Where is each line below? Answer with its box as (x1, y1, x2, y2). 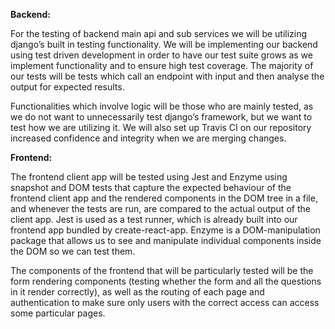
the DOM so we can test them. (10, 245, 136, 257)
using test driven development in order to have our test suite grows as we (10, 49, 313, 61)
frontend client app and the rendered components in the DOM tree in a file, (10, 192, 318, 204)
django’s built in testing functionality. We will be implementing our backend (10, 39, 318, 50)
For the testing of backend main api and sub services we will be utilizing (10, 28, 308, 39)
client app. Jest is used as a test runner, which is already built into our (10, 214, 298, 225)
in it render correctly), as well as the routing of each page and (10, 286, 265, 298)
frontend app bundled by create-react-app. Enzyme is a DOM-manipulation (10, 224, 321, 236)
